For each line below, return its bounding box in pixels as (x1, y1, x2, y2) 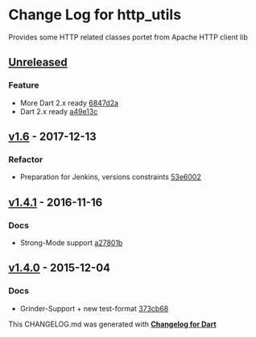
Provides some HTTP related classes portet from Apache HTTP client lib (8, 32, 248, 42)
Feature (8, 80, 39, 91)
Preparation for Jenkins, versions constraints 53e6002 (19, 172, 201, 182)
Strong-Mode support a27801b (19, 238, 123, 247)
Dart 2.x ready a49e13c (19, 106, 98, 116)
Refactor (8, 154, 43, 165)
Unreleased (8, 55, 68, 69)
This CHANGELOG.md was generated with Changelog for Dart (8, 319, 217, 329)
